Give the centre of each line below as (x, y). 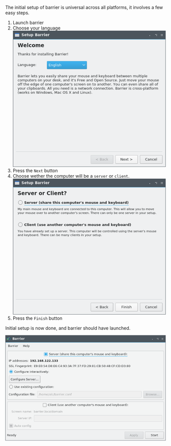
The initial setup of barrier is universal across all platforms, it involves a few (84, 7)
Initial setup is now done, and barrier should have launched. (68, 328)
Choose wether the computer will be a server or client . (71, 176)
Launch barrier (28, 23)
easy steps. (17, 13)
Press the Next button (35, 171)
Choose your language (37, 28)
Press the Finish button (37, 318)
